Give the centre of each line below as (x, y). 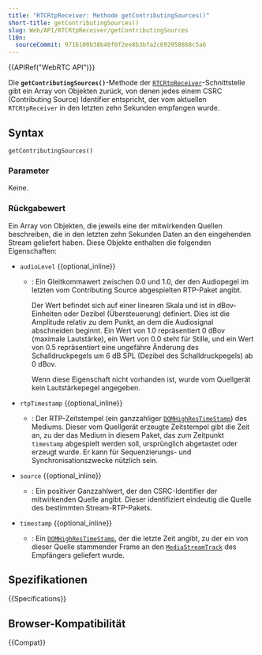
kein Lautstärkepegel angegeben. (86, 387)
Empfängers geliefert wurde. (78, 555)
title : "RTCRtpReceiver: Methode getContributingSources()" (109, 15)
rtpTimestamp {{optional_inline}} (71, 403)
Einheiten (47, 314)
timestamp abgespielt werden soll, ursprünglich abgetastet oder (135, 443)
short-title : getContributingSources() (74, 23)
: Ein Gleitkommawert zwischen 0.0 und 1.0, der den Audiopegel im (140, 281)
